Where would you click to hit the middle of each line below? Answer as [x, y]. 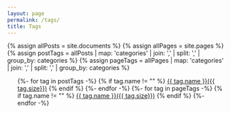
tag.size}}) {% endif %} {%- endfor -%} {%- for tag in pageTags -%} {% [120, 89]
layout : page [26, 13]
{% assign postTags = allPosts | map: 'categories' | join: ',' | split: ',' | [104, 53]
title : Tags [24, 26]
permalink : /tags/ [33, 20]
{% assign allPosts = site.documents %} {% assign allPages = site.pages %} [115, 46]
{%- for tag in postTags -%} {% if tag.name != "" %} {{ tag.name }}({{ [116, 81]
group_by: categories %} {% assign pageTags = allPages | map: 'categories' [115, 61]
